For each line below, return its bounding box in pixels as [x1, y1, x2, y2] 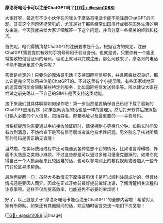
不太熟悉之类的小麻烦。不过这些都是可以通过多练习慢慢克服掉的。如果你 [9, 152, 154, 157]
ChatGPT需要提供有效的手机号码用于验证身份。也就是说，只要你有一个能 [5, 50, 151, 55]
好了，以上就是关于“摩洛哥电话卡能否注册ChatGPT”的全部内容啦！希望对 [5, 197, 150, 202]
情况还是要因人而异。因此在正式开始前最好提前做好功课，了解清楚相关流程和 [5, 180, 158, 186]
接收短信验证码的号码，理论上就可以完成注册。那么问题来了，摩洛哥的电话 [9, 56, 158, 61]
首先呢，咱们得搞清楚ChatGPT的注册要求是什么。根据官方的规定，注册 [5, 44, 147, 49]
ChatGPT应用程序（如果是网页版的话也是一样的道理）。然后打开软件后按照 [5, 107, 153, 112]
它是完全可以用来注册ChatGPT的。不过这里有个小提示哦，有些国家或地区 [9, 78, 155, 84]
